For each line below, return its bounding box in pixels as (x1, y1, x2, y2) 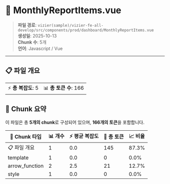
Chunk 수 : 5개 (17, 39, 47, 45)
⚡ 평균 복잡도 (69, 132, 99, 139)
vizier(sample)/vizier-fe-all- (37, 23, 104, 28)
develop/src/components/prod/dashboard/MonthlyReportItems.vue (17, 27, 154, 32)
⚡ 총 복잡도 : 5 (8, 84, 39, 91)
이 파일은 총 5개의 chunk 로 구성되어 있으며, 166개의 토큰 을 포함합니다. (5, 119, 145, 125)
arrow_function (8, 162, 44, 169)
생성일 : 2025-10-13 (17, 32, 57, 39)
